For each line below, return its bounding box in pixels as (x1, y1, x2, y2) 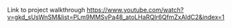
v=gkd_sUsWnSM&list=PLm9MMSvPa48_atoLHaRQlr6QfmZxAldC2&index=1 (7, 13, 225, 21)
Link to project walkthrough (7, 6, 85, 14)
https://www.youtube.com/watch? (86, 6, 184, 14)
